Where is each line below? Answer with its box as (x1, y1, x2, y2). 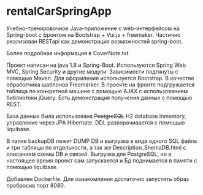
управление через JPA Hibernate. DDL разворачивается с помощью (6, 118, 185, 126)
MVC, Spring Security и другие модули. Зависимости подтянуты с (6, 67, 179, 75)
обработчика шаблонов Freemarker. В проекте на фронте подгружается (6, 81, 195, 88)
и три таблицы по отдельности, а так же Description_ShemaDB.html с (6, 143, 186, 151)
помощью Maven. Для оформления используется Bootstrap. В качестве (6, 74, 194, 82)
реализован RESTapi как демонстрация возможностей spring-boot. (6, 37, 183, 45)
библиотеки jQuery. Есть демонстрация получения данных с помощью (6, 94, 193, 101)
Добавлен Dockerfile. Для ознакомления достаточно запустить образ (6, 175, 189, 182)
